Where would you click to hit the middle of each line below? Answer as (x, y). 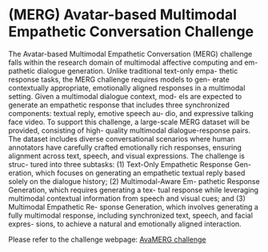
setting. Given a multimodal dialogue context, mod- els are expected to (125, 96)
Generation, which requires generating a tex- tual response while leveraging (133, 190)
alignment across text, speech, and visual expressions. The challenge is (127, 156)
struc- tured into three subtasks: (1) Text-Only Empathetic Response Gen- (130, 164)
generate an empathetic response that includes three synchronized (119, 105)
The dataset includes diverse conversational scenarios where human (122, 138)
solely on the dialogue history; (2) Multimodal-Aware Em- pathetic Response (134, 181)
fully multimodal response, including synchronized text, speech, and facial (131, 215)
